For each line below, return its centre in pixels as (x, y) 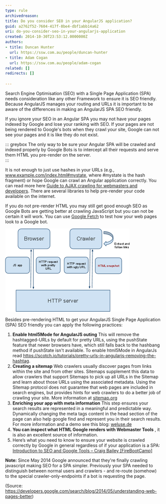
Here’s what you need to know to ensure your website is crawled (79, 440)
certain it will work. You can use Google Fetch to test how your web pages (81, 216)
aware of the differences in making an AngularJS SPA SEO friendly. (74, 109)
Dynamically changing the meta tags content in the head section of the (85, 414)
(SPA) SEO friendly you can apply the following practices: (64, 325)
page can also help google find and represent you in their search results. (87, 419)
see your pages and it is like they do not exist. (52, 135)
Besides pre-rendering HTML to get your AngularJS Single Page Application (83, 320)
